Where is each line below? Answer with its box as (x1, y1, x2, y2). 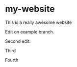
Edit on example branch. (5, 29, 54, 34)
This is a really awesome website (5, 19, 72, 25)
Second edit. (5, 38, 31, 44)
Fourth (5, 57, 19, 63)
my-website (5, 3, 55, 15)
